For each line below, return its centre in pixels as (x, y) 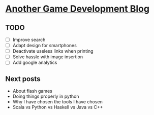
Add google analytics (35, 63)
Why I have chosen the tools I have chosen (57, 102)
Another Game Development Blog (78, 9)
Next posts (23, 79)
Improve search (29, 40)
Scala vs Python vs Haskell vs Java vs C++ (58, 107)
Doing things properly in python (46, 96)
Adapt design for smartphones (45, 46)
